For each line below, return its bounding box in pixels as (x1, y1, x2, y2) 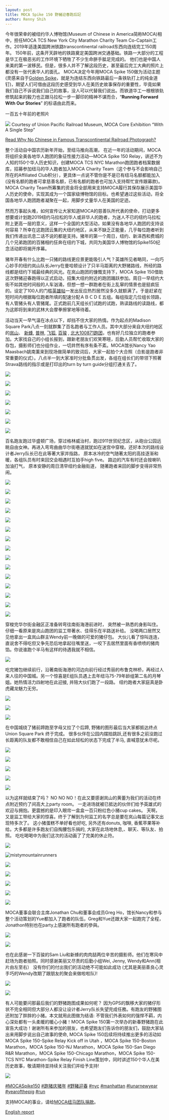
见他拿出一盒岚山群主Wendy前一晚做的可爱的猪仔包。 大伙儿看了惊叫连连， (5, 634, 162, 640)
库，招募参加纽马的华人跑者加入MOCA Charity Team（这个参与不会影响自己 (5, 166, 162, 172)
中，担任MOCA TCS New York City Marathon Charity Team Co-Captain (5, 37, 152, 43)
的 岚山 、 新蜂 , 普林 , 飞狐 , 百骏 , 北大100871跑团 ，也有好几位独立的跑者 (5, 330, 151, 336)
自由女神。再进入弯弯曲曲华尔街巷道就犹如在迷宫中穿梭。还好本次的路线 (9, 444, 159, 450)
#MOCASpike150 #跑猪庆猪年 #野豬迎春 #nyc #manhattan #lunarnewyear (5, 1083, 158, 1089)
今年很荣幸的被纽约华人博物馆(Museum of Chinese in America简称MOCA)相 (5, 31, 162, 37)
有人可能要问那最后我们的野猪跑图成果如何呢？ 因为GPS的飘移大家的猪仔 (5, 1000, 157, 1006)
